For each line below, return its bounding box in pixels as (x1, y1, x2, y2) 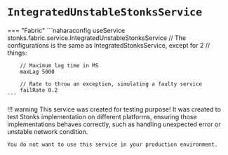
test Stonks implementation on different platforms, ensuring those (7, 112, 198, 121)
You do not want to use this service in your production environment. (7, 141, 218, 148)
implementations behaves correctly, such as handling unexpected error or (7, 120, 221, 128)
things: (7, 48, 27, 57)
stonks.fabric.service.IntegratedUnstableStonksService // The (7, 34, 187, 42)
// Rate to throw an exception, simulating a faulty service (20, 80, 202, 88)
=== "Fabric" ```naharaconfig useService (7, 26, 126, 34)
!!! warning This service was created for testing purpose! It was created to (7, 105, 221, 114)
